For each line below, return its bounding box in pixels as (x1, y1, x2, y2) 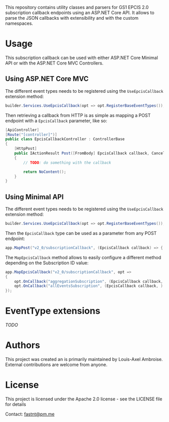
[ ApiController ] (5, 127, 39, 133)
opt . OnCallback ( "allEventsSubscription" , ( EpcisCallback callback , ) (14, 283, 163, 289)
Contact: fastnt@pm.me (5, 411, 55, 417)
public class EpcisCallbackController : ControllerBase (5, 137, 125, 142)
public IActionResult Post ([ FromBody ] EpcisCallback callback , (14, 151, 150, 156)
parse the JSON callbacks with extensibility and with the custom (5, 15, 139, 21)
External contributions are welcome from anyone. (5, 361, 108, 368)
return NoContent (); (23, 169, 66, 174)
